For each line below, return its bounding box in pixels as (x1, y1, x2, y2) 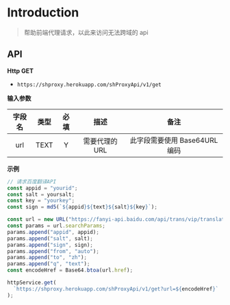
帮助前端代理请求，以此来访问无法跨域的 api (23, 28, 149, 36)
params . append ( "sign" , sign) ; (7, 241, 94, 248)
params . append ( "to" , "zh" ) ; (7, 254, 88, 261)
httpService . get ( (7, 279, 57, 286)
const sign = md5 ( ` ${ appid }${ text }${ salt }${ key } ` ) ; (7, 204, 157, 211)
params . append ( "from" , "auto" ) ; (7, 248, 99, 254)
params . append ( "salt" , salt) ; (7, 235, 94, 242)
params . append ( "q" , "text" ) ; (7, 261, 90, 267)
